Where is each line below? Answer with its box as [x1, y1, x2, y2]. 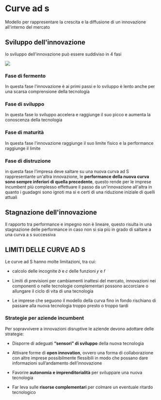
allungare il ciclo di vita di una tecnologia [12, 288, 94, 294]
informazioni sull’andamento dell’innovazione [12, 360, 102, 366]
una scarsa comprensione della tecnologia [5, 88, 90, 95]
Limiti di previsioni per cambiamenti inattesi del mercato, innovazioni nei [12, 278, 156, 283]
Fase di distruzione [5, 157, 51, 164]
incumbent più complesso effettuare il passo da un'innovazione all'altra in [5, 184, 152, 190]
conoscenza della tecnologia [5, 117, 63, 123]
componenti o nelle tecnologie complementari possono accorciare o [12, 283, 149, 289]
